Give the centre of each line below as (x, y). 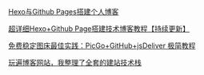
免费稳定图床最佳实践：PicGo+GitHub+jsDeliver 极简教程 (102, 45)
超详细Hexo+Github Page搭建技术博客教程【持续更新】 (99, 29)
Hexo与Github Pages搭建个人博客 (64, 12)
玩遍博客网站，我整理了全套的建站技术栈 (75, 63)
